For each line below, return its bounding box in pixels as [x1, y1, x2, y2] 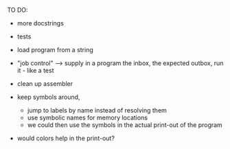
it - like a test [16, 67, 54, 74]
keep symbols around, [16, 93, 80, 101]
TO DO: [7, 6, 29, 14]
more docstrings [16, 19, 64, 27]
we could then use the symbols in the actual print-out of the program [27, 121, 223, 129]
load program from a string [16, 46, 94, 54]
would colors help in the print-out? [16, 134, 115, 142]
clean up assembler [16, 80, 73, 88]
